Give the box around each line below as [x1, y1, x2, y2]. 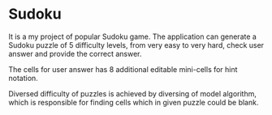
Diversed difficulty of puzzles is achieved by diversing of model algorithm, [8, 88, 257, 98]
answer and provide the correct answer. [8, 49, 142, 58]
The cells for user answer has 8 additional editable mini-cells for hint [8, 64, 238, 74]
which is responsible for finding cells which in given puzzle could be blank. [8, 97, 259, 107]
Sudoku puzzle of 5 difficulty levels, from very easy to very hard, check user [8, 40, 265, 49]
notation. [8, 73, 38, 83]
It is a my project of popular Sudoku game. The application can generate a [8, 32, 257, 41]
